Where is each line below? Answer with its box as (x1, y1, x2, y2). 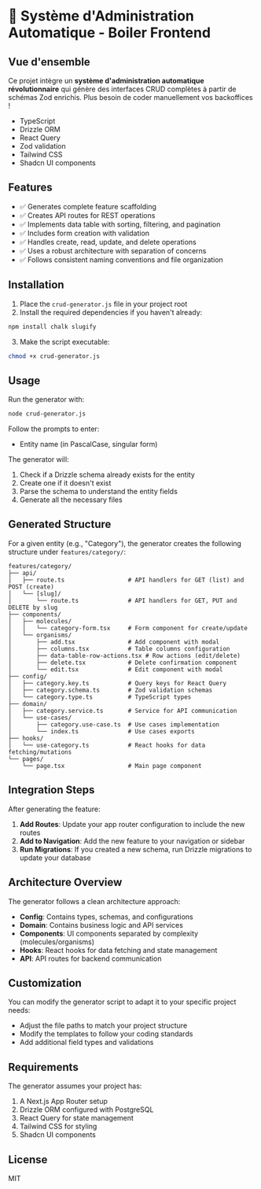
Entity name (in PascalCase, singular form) (19, 440, 158, 449)
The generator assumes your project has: (8, 1081, 142, 1091)
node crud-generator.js (8, 410, 86, 418)
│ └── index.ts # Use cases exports (8, 727, 195, 735)
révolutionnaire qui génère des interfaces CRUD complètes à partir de (8, 84, 237, 94)
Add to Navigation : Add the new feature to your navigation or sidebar (19, 836, 245, 845)
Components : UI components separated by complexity (19, 929, 199, 938)
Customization (8, 976, 83, 990)
